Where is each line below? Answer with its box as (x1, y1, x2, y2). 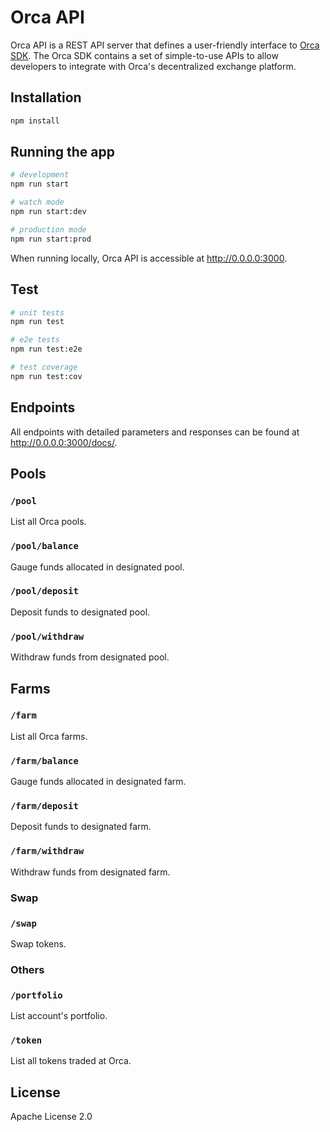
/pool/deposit (10, 586, 79, 597)
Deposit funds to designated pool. (10, 606, 151, 618)
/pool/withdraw (10, 631, 85, 642)
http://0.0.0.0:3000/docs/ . (10, 436, 118, 448)
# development (10, 170, 70, 180)
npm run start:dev (10, 207, 87, 217)
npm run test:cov (10, 371, 83, 381)
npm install (10, 116, 60, 126)
